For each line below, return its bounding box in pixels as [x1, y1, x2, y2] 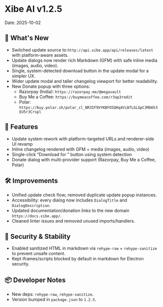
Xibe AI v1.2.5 [4, 3, 62, 15]
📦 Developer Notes [4, 276, 66, 284]
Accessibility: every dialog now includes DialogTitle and [11, 197, 127, 203]
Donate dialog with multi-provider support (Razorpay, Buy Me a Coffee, [11, 156, 156, 162]
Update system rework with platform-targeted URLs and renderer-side [11, 136, 154, 142]
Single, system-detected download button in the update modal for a [11, 68, 149, 74]
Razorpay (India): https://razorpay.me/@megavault [19, 88, 121, 94]
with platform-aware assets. [11, 52, 69, 58]
